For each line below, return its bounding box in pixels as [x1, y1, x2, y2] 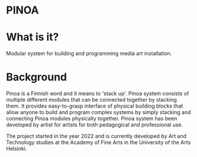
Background [6, 71, 67, 84]
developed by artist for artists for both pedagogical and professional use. [6, 121, 183, 128]
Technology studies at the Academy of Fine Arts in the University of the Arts [6, 139, 191, 146]
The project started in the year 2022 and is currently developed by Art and [6, 133, 187, 140]
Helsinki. [6, 145, 28, 152]
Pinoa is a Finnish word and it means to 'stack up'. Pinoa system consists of [6, 90, 189, 97]
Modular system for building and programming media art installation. [6, 50, 172, 57]
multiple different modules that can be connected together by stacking [6, 96, 178, 103]
